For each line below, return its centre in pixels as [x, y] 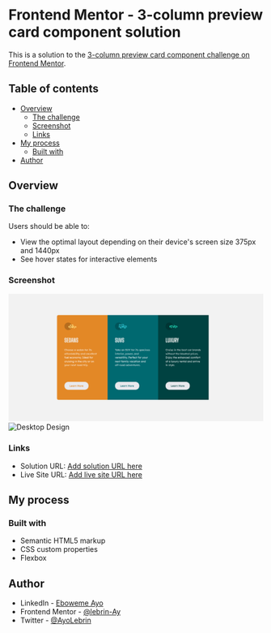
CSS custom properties [59, 549]
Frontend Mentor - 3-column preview [136, 15]
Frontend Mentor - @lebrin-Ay [70, 612]
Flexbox [33, 558]
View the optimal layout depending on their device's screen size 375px [138, 242]
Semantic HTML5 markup [63, 540]
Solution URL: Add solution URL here [81, 466]
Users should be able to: [49, 226]
